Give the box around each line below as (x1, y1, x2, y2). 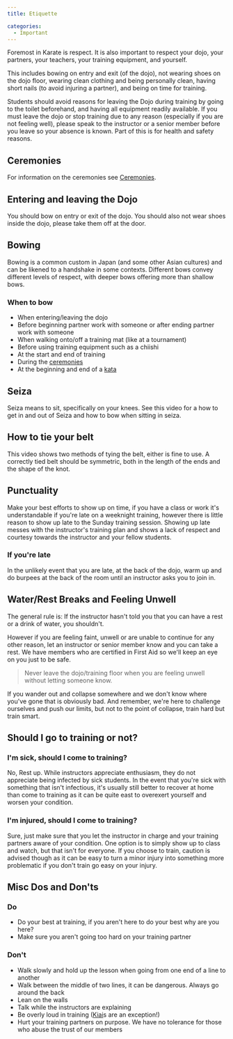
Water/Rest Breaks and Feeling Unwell (7, 593, 176, 606)
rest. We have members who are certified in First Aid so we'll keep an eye (7, 648, 218, 656)
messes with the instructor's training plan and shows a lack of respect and (7, 525, 220, 533)
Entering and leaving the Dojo (7, 193, 138, 205)
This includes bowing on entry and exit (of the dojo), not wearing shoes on (7, 69, 221, 77)
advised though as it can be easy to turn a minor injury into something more (7, 854, 225, 862)
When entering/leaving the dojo (17, 313, 109, 322)
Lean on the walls (17, 995, 68, 1003)
